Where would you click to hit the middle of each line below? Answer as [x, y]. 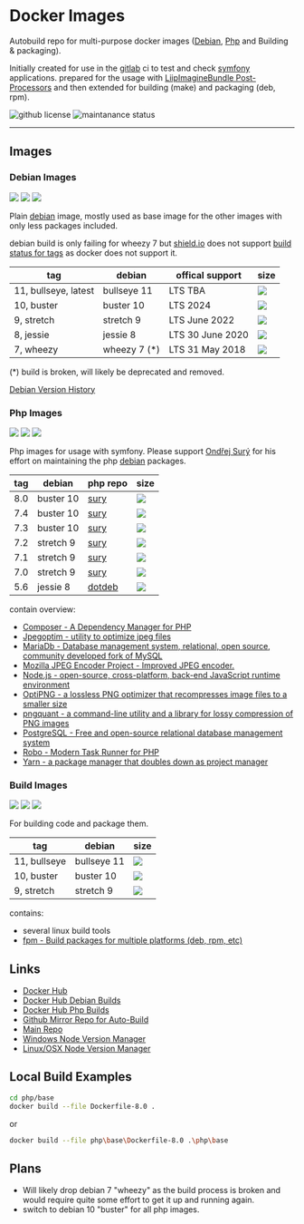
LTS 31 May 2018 [207, 349]
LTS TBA [187, 290]
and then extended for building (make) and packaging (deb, [165, 87]
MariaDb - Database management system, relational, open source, [147, 646]
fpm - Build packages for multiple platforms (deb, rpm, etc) [132, 940]
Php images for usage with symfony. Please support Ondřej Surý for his [142, 451]
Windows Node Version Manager [84, 1039]
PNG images [46, 723]
